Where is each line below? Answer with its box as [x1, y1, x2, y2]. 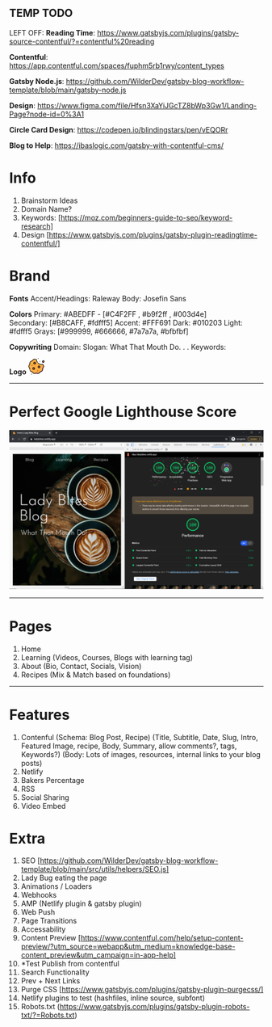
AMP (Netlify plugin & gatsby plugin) [20, 899, 142, 908]
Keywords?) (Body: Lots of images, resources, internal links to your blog [20, 749, 261, 759]
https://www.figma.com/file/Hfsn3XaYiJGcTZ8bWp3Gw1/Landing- [36, 100, 257, 110]
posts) [20, 758, 43, 768]
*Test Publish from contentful [20, 959, 119, 969]
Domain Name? [20, 204, 73, 213]
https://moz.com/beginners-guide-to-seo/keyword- [61, 213, 233, 222]
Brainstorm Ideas [20, 196, 78, 205]
